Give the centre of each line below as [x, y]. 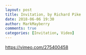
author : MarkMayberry [28, 24]
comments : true [21, 28]
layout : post [19, 10]
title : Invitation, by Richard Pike [43, 14]
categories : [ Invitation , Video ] [40, 33]
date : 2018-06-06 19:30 [30, 19]
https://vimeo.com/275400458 [37, 47]
